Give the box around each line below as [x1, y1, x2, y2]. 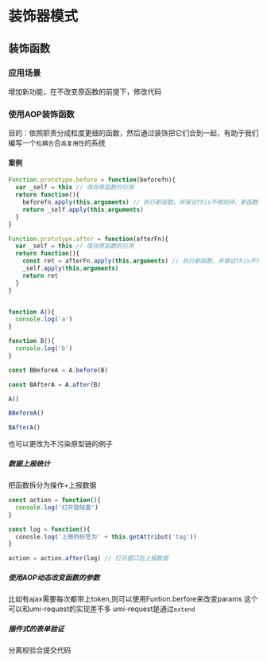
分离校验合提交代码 [8, 645, 72, 655]
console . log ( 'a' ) [15, 315, 73, 323]
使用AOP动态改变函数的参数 [8, 572, 100, 582]
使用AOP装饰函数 [8, 108, 75, 119]
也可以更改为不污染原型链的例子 [8, 439, 113, 449]
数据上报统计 [8, 458, 50, 468]
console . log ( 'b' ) [15, 345, 73, 352]
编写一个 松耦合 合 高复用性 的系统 [8, 138, 106, 148]
